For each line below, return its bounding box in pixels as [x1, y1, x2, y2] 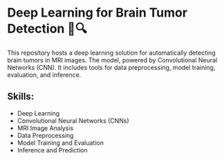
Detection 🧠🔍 [7, 21, 88, 37]
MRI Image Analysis [17, 123, 74, 132]
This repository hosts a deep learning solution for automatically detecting [7, 48, 216, 57]
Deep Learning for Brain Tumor [7, 5, 188, 21]
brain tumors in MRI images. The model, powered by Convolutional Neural [7, 55, 218, 64]
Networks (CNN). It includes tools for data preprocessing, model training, [7, 63, 216, 71]
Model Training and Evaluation [17, 139, 104, 147]
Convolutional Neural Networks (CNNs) [17, 116, 129, 125]
